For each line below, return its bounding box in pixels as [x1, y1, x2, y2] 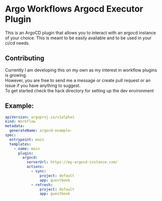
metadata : [5, 124, 25, 129]
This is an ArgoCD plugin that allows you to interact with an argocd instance [5, 30, 156, 35]
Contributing [5, 54, 44, 63]
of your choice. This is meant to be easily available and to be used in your [5, 35, 152, 41]
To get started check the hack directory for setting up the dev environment [5, 87, 154, 93]
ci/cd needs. [5, 40, 30, 46]
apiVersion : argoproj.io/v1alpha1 [5, 115, 75, 119]
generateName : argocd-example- [9, 128, 73, 133]
